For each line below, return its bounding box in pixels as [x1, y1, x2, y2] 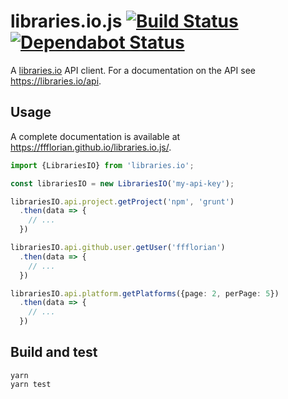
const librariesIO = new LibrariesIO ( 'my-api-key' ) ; [10, 178, 235, 189]
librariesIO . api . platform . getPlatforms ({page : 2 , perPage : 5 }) [10, 288, 280, 299]
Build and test [10, 344, 98, 361]
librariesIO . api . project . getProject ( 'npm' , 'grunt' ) [10, 196, 235, 207]
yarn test [10, 379, 52, 389]
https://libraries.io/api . [10, 75, 102, 87]
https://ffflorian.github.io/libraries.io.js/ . [10, 141, 172, 153]
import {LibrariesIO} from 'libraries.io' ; [10, 160, 195, 170]
